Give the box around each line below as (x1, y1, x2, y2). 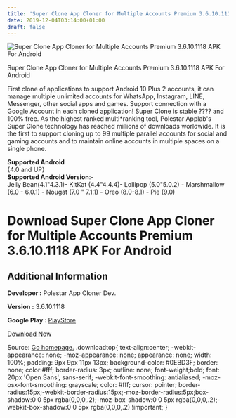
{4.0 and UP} (7, 166, 45, 174)
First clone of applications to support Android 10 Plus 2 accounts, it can (7, 85, 214, 93)
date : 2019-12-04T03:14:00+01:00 (7, 17, 105, 24)
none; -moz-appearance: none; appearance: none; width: (45, 351, 212, 359)
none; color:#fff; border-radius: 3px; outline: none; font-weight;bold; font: (7, 366, 220, 374)
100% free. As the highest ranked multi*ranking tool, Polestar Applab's (7, 115, 212, 123)
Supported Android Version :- (7, 173, 94, 181)
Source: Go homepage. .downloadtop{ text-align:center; (7, 344, 170, 352)
